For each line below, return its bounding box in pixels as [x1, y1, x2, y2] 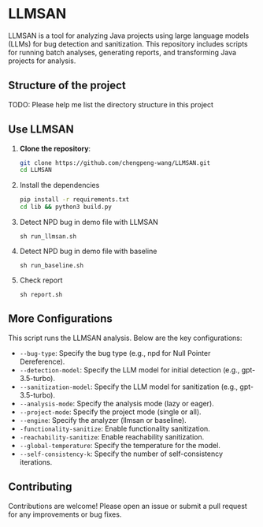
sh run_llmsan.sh [19, 233, 77, 241]
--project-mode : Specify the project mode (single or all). [19, 407, 202, 417]
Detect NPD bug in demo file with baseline [19, 246, 157, 256]
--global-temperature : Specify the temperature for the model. [19, 440, 220, 450]
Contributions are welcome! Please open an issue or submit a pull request [8, 501, 248, 510]
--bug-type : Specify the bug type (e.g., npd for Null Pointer [19, 348, 211, 357]
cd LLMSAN [19, 166, 53, 174]
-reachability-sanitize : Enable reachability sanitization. [19, 432, 205, 442]
